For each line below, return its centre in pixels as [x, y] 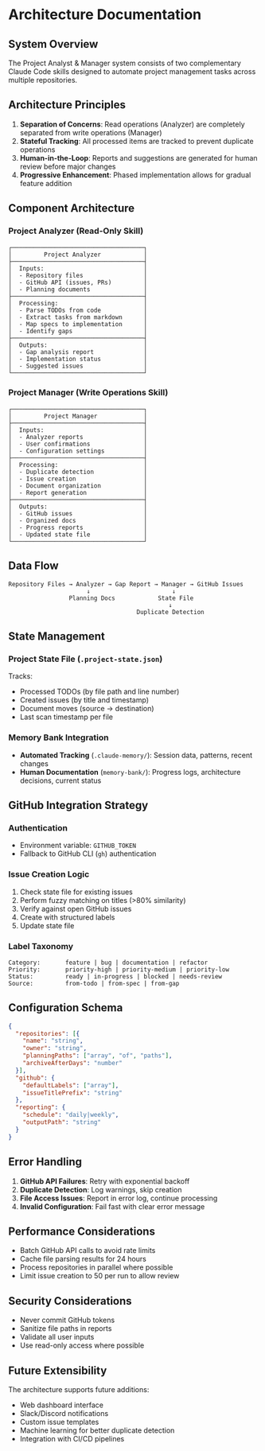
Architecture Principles [67, 105]
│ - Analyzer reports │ [78, 437]
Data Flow [33, 566]
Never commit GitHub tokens [67, 1320]
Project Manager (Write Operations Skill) [88, 393]
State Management [57, 636]
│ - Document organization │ [78, 486]
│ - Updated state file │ [78, 535]
